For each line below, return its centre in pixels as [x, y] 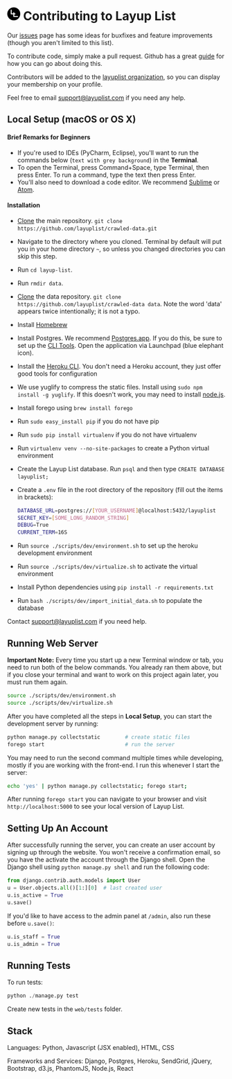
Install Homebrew [42, 324]
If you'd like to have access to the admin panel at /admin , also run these [109, 915]
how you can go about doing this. [55, 63]
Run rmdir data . [40, 283]
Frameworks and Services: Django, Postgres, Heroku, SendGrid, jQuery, [110, 1061]
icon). [25, 353]
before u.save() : [31, 923]
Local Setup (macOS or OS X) [72, 120]
